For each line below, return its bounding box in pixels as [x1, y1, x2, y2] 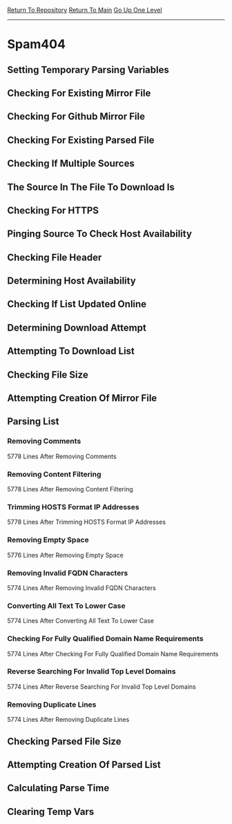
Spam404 [7, 37, 66, 52]
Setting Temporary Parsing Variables [7, 63, 169, 75]
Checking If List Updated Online [7, 298, 147, 310]
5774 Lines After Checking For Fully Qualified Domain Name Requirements [7, 649, 219, 658]
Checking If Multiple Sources [7, 158, 135, 170]
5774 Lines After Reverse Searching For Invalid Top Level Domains [7, 683, 197, 691]
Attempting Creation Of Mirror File [7, 393, 157, 404]
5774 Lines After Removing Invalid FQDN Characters [7, 583, 157, 592]
